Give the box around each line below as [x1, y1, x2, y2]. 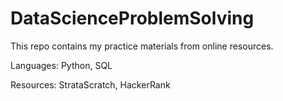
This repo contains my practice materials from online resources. [10, 40, 274, 52]
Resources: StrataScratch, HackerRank [10, 78, 171, 91]
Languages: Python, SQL [10, 59, 113, 71]
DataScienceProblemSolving [10, 7, 255, 30]
